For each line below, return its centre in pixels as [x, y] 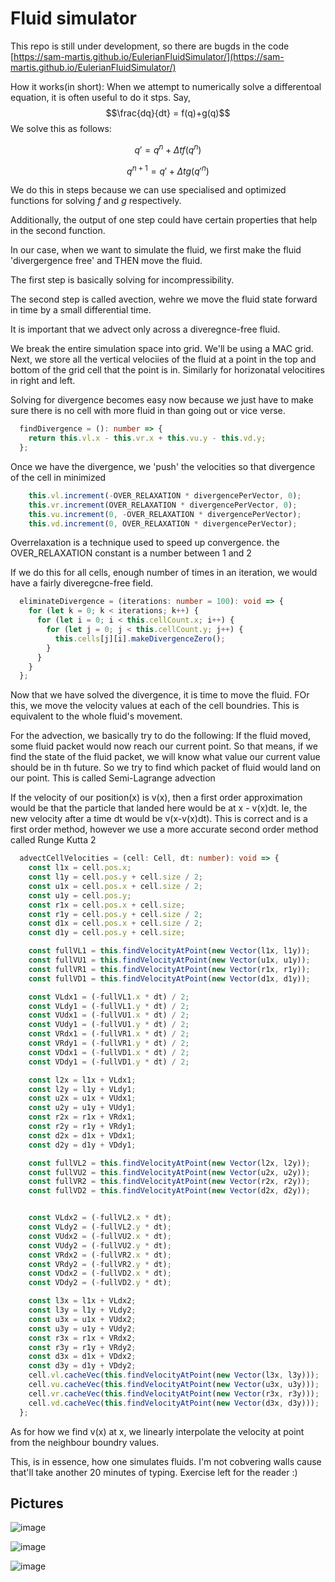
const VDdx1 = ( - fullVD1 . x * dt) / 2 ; [109, 1052]
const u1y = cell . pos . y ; [80, 895]
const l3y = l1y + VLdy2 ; [82, 1310]
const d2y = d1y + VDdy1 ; [82, 1145]
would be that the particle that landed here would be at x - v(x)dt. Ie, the [159, 808]
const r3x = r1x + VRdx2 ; [82, 1338]
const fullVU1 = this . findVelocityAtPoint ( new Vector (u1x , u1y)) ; [169, 960]
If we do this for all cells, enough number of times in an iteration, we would [164, 573]
